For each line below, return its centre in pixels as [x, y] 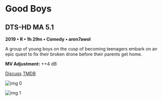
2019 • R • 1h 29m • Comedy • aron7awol [48, 39]
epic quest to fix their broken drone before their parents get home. [74, 54]
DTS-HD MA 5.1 [30, 27]
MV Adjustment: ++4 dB [31, 64]
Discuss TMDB [21, 73]
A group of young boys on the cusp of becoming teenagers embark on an [81, 49]
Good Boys [28, 9]
